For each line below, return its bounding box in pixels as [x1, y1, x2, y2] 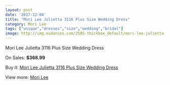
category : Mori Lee [5, 21, 47, 27]
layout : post [5, 7, 33, 13]
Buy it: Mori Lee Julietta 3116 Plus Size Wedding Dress [5, 64, 118, 70]
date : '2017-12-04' [5, 12, 47, 17]
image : [5, 31, 19, 36]
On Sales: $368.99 [5, 55, 46, 61]
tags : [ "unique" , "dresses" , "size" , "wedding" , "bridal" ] [5, 26, 123, 31]
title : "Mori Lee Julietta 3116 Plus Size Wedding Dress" [5, 17, 130, 22]
